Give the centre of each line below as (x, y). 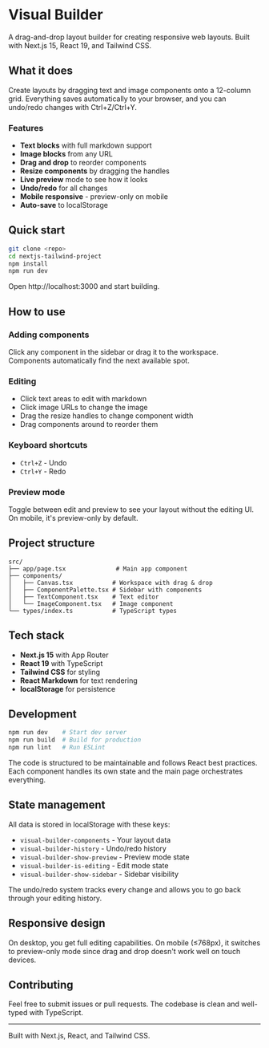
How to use (37, 312)
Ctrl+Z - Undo (43, 462)
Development (43, 714)
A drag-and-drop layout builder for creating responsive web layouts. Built (129, 37)
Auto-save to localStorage (64, 205)
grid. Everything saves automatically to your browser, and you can (117, 99)
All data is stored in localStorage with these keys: (89, 824)
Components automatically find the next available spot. (99, 361)
